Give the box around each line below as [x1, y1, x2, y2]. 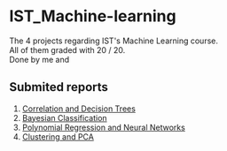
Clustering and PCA [21, 131, 95, 142]
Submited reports [9, 79, 109, 94]
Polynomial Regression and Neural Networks [21, 122, 186, 132]
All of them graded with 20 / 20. [9, 44, 126, 55]
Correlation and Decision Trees [21, 103, 136, 114]
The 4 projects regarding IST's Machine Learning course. [9, 35, 219, 46]
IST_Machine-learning [9, 6, 176, 26]
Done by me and [9, 54, 70, 64]
